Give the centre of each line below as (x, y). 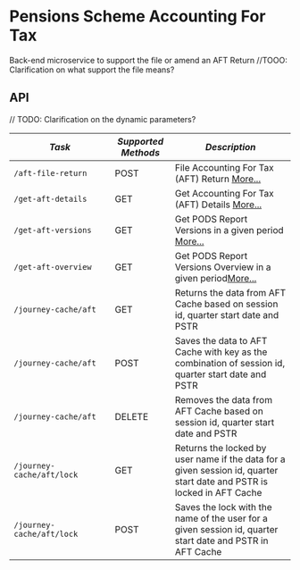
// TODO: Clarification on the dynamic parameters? (103, 119)
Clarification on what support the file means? (92, 70)
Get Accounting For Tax (224, 193)
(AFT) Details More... (218, 205)
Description (230, 147)
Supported (141, 141)
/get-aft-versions (53, 230)
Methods (141, 152)
